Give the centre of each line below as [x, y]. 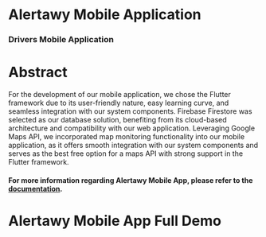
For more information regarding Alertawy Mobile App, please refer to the [131, 180]
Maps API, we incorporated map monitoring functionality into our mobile [127, 137]
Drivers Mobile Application [61, 40]
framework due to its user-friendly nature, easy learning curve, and [119, 103]
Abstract [38, 72]
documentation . [35, 188]
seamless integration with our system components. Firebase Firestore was [130, 111]
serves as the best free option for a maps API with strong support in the [126, 153]
